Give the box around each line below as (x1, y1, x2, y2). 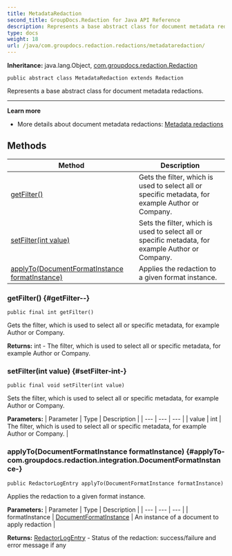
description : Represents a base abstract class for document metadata (7, 23, 215, 30)
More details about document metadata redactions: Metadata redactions (17, 120, 224, 128)
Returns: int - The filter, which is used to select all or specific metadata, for (7, 342, 221, 350)
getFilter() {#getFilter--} (7, 293, 90, 303)
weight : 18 (7, 36, 39, 43)
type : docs (7, 29, 39, 37)
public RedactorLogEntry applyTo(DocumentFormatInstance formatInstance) (7, 480, 224, 487)
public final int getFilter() (7, 309, 95, 316)
